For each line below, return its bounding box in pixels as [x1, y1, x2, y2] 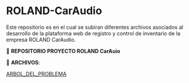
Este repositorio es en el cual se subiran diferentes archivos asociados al [6, 24, 184, 31]
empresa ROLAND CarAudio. [6, 36, 76, 43]
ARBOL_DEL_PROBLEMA [6, 70, 67, 77]
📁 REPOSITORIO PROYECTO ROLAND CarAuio [6, 47, 120, 54]
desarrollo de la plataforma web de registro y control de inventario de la [6, 29, 181, 36]
